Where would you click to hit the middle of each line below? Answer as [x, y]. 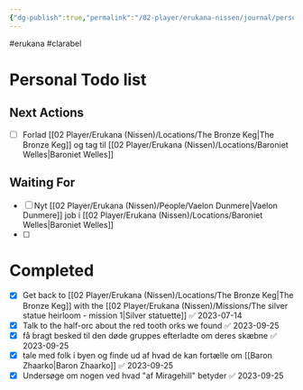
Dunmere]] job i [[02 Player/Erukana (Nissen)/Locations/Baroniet [142, 215]
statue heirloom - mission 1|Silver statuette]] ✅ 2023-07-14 [132, 315]
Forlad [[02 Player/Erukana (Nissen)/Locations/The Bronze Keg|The [148, 134]
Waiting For [42, 182]
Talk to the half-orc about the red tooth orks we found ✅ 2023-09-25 [151, 325]
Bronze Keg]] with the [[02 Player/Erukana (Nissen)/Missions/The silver [155, 305]
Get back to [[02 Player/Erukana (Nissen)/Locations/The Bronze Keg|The [158, 295]
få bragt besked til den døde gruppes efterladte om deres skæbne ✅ [150, 335]
